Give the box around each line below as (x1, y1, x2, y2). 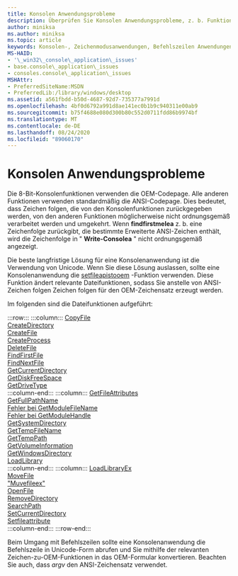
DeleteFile (7, 344, 37, 352)
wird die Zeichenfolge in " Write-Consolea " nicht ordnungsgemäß (7, 235, 203, 243)
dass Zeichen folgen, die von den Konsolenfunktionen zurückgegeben (7, 205, 212, 213)
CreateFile (7, 329, 38, 337)
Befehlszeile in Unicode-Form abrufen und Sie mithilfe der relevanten (7, 546, 209, 554)
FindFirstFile (7, 351, 44, 360)
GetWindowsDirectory (7, 449, 72, 458)
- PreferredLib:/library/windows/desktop (7, 89, 132, 96)
